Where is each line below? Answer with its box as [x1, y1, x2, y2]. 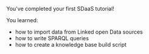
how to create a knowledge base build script [15, 41, 126, 48]
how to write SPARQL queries [15, 35, 89, 41]
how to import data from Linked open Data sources [15, 28, 143, 35]
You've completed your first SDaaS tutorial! [6, 5, 114, 12]
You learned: [6, 17, 38, 23]
